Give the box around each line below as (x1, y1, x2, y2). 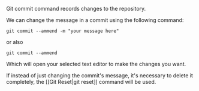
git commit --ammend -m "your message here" (6, 28, 119, 34)
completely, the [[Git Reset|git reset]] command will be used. (6, 79, 156, 85)
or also (6, 39, 23, 45)
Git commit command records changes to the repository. (6, 5, 146, 12)
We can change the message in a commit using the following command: (6, 17, 184, 23)
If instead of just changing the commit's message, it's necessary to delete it (6, 72, 194, 79)
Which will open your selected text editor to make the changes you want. (6, 61, 186, 67)
